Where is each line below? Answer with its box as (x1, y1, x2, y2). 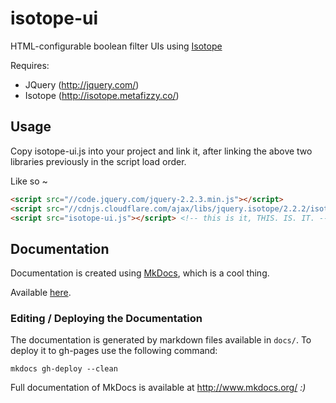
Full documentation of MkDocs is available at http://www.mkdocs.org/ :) (10, 382, 307, 394)
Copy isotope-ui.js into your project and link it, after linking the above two (10, 145, 313, 157)
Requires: (10, 59, 50, 71)
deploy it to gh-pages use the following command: (10, 345, 218, 357)
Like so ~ (10, 175, 48, 187)
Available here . (10, 287, 72, 299)
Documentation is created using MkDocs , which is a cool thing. (10, 267, 270, 279)
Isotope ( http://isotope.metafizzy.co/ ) (24, 89, 180, 101)
